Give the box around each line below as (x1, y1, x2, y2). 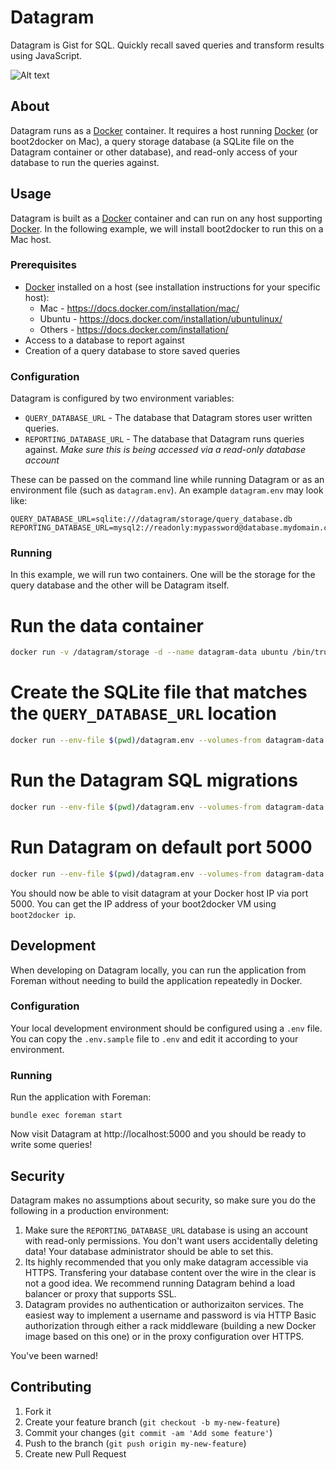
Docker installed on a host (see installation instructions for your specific (24, 281, 321, 293)
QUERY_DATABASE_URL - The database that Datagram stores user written (24, 412, 313, 424)
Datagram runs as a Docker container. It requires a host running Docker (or (10, 124, 319, 136)
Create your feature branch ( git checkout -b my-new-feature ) (24, 1416, 281, 1428)
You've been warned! (10, 1349, 98, 1361)
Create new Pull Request (24, 1447, 127, 1460)
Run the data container (10, 614, 204, 637)
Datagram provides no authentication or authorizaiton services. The (24, 1298, 304, 1310)
